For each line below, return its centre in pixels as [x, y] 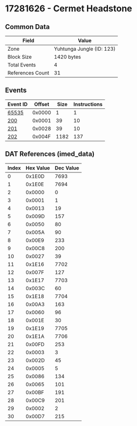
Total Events [22, 65]
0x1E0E [35, 184]
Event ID [18, 104]
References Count [28, 73]
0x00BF [35, 392]
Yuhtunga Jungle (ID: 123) [85, 49]
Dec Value [67, 168]
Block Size [20, 57]
